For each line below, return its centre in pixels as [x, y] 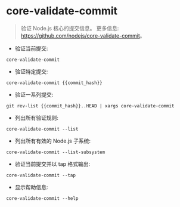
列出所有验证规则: [36, 118]
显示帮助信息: [31, 187]
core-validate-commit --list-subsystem [56, 152]
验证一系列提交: [34, 94]
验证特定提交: [31, 71]
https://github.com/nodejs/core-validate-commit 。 [83, 35]
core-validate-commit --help [42, 198]
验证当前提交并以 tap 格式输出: [52, 164]
